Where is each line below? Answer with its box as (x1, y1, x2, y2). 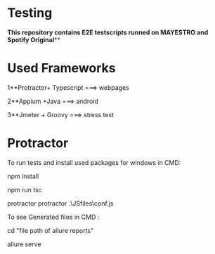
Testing (7, 5, 53, 21)
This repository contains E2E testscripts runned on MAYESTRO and (7, 28, 209, 36)
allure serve (7, 240, 41, 248)
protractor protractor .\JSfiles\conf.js (7, 199, 114, 208)
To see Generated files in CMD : (7, 213, 100, 221)
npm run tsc (7, 185, 42, 194)
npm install (7, 172, 39, 180)
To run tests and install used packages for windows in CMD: (7, 158, 181, 166)
